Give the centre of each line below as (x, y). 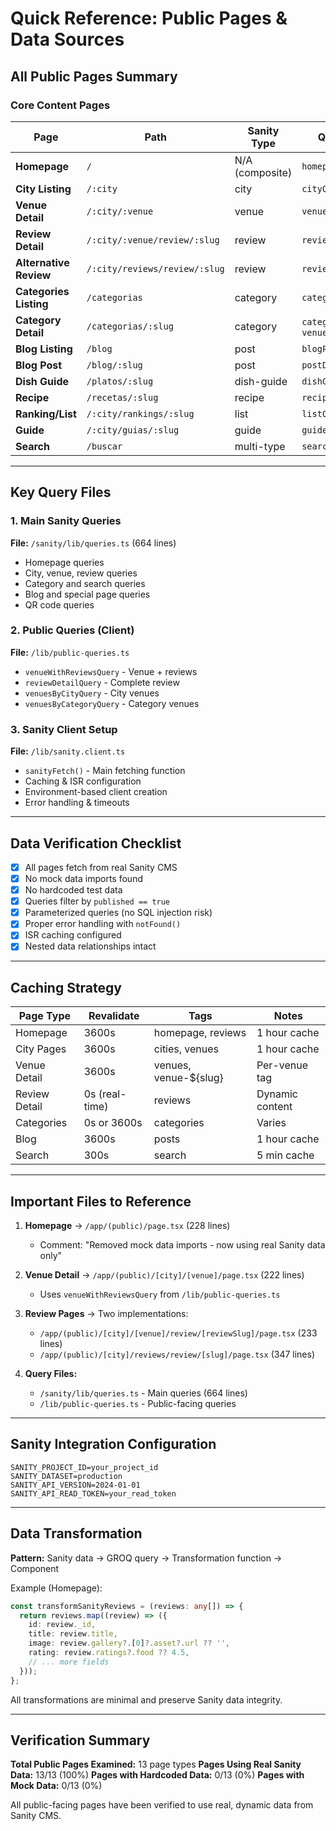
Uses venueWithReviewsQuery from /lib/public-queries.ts (160, 1294)
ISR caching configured (73, 935)
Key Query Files (61, 492)
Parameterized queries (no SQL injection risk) (118, 913)
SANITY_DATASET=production (66, 1476)
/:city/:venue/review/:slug (153, 240)
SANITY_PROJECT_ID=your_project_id (84, 1467)
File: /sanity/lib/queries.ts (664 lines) (93, 543)
